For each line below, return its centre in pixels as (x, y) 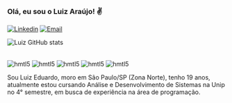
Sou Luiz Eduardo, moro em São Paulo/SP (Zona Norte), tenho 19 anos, (109, 77)
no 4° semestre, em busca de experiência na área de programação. (104, 92)
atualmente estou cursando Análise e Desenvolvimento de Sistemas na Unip (116, 84)
